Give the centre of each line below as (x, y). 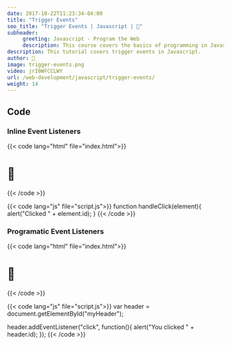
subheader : (23, 33)
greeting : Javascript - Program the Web (81, 39)
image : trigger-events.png (46, 65)
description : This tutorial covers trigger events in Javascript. (104, 52)
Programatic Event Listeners (56, 231)
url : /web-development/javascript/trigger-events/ (81, 77)
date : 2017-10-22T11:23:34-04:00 (55, 13)
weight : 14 (23, 84)
